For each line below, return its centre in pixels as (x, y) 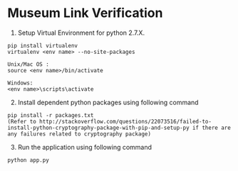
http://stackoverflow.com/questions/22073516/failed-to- (125, 121)
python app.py (29, 160)
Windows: (20, 83)
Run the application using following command (84, 147)
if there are (212, 128)
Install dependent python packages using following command (108, 102)
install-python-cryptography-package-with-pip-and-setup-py (99, 128)
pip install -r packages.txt (51, 115)
